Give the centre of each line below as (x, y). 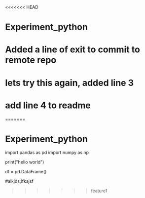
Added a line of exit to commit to (73, 50)
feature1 (99, 191)
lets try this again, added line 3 (70, 83)
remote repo (31, 60)
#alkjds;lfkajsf (19, 181)
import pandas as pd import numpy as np (47, 153)
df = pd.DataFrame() (26, 172)
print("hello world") (25, 162)
